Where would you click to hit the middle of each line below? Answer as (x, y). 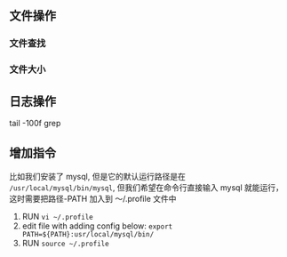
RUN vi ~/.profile (57, 216)
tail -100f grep (35, 124)
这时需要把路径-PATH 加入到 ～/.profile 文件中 (93, 198)
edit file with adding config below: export (97, 226)
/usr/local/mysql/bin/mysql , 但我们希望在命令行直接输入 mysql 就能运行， (147, 187)
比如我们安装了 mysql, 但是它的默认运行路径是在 (98, 176)
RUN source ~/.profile (65, 243)
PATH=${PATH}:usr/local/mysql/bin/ (88, 234)
